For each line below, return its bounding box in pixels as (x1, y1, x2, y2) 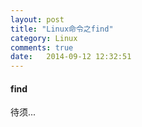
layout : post (10, 14, 65, 25)
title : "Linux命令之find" (10, 24, 114, 34)
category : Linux (10, 33, 78, 43)
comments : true (10, 42, 74, 53)
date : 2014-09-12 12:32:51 (10, 52, 132, 62)
